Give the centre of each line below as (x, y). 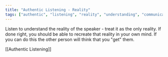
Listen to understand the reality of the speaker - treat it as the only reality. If (83, 28)
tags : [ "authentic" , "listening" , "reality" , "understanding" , (72, 14)
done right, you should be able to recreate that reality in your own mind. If (81, 34)
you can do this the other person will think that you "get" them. (70, 39)
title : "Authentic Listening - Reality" (48, 10)
